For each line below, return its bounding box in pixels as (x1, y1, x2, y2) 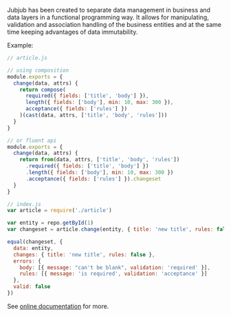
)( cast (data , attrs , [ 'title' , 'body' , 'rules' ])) (19, 112, 168, 119)
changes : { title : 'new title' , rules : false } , (13, 251, 155, 258)
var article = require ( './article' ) (7, 207, 112, 214)
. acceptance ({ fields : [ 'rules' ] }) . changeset (25, 175, 162, 182)
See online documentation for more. (7, 302, 109, 310)
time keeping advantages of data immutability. (7, 28, 138, 36)
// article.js (7, 54, 48, 61)
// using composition (7, 67, 69, 74)
